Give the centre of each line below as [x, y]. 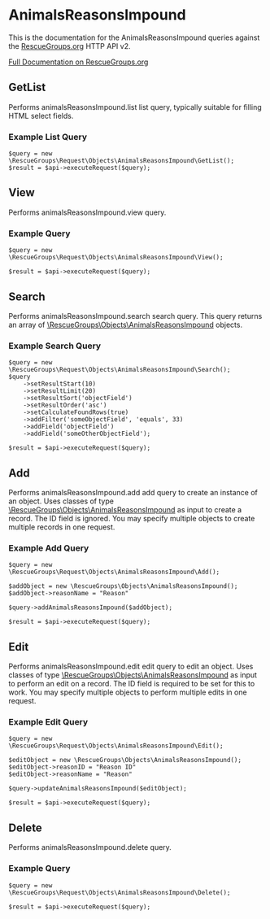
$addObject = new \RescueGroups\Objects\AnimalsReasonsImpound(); [123, 586]
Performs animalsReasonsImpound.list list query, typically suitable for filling [135, 107]
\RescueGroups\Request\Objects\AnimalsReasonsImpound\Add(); [114, 572]
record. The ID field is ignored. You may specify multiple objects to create [132, 519]
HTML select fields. [41, 115]
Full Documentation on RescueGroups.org [78, 62]
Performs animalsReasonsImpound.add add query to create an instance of [133, 493]
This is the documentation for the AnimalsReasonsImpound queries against [134, 37]
